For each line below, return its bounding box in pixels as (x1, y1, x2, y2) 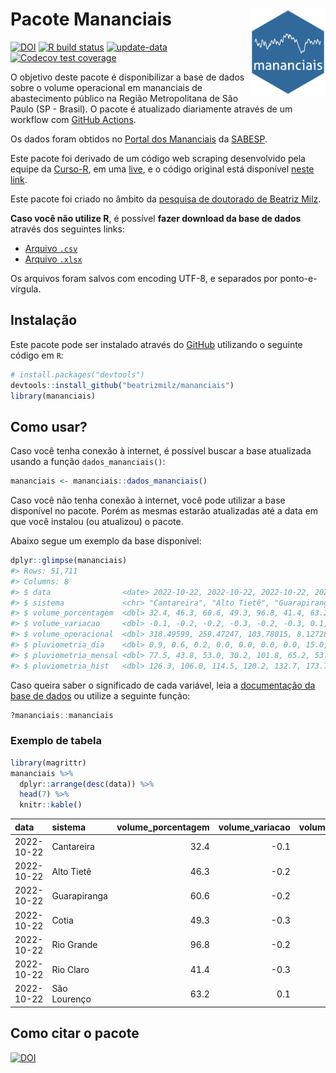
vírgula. (10, 283, 42, 295)
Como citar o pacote (10, 1025, 140, 1042)
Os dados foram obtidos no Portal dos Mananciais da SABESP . (10, 133, 268, 145)
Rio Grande (51, 939, 98, 951)
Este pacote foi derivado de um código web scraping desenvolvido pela (10, 152, 306, 164)
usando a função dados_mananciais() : (10, 456, 166, 468)
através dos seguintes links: (10, 223, 125, 235)
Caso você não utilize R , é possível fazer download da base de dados (10, 212, 302, 224)
